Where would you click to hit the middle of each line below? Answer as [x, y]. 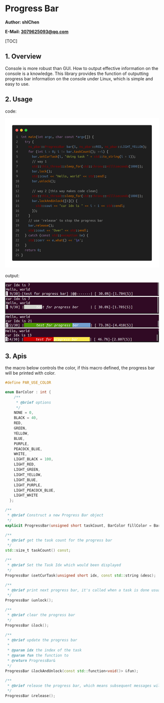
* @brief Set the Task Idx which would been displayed [64, 565]
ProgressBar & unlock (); [29, 601]
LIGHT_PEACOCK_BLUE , [35, 490]
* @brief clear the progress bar [41, 615]
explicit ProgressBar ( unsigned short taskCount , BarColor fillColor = [78, 525]
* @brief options [33, 402]
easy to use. [17, 84]
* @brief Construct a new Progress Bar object [55, 515]
